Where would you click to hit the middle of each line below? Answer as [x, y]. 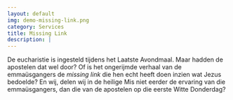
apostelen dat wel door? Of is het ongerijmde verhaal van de [95, 67]
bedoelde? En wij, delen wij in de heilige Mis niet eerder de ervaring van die [116, 82]
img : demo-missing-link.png [48, 20]
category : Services [36, 27]
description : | [29, 40]
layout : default [31, 14]
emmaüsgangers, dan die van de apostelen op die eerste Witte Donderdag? [116, 90]
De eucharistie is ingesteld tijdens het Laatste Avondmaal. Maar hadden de [115, 59]
